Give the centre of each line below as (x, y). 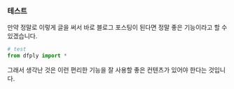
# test (17, 49)
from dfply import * (37, 56)
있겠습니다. (22, 36)
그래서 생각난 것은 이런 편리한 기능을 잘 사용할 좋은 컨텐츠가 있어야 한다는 (107, 70)
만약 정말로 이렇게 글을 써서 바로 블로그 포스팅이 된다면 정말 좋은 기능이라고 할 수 (117, 27)
